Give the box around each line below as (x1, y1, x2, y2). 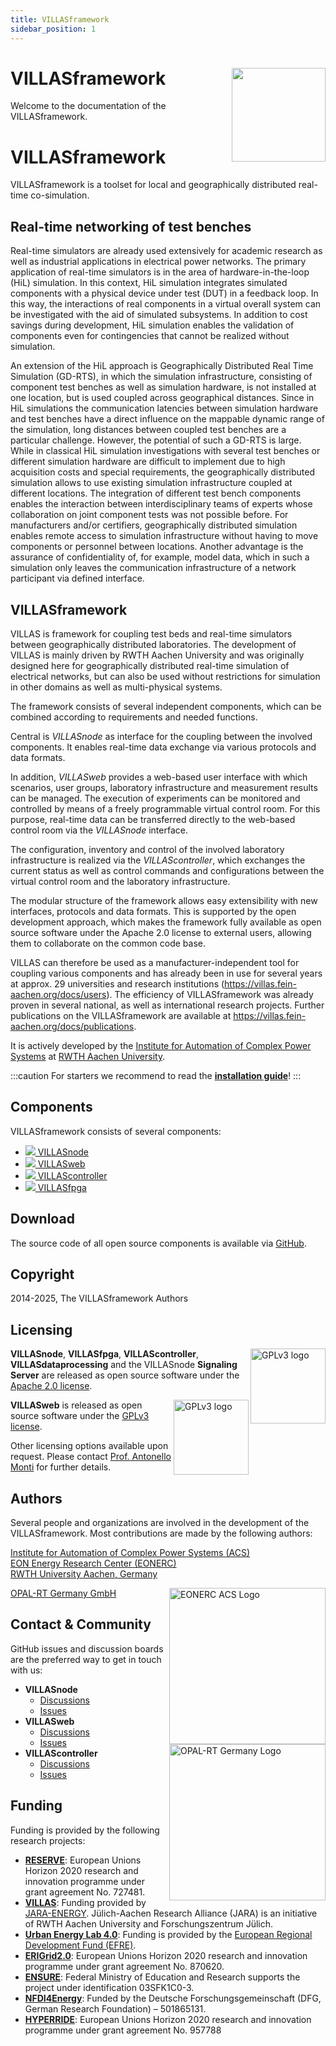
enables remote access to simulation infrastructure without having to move (10, 530, 319, 542)
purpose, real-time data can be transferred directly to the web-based (10, 814, 296, 825)
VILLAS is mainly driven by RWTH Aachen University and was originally (10, 649, 305, 661)
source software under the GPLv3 (10, 1410, 150, 1422)
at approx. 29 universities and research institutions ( (10, 978, 225, 990)
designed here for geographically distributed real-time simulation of (10, 660, 290, 671)
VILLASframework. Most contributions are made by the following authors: (10, 1527, 313, 1540)
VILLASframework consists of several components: (10, 1125, 222, 1137)
